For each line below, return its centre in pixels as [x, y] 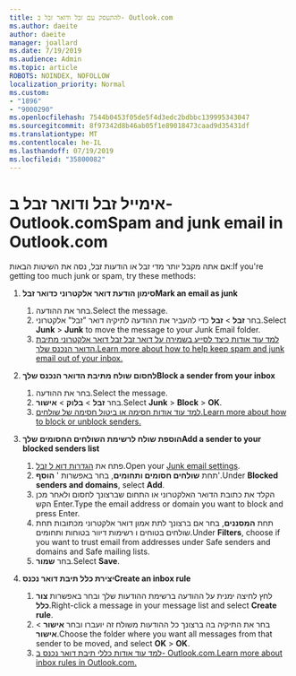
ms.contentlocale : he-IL [55, 143]
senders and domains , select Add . [100, 485]
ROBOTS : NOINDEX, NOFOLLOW [59, 76]
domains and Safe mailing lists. [93, 551]
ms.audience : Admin [46, 59]
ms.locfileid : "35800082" [57, 159]
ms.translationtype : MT [54, 134]
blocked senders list [61, 448]
